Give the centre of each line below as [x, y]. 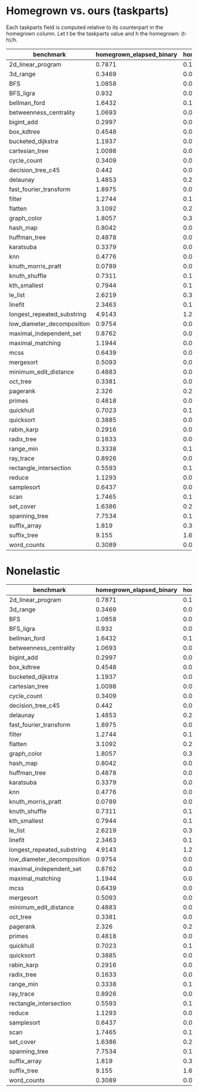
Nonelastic [33, 571]
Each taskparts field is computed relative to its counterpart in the [85, 27]
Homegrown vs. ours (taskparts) [88, 11]
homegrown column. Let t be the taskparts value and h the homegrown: [93, 33]
